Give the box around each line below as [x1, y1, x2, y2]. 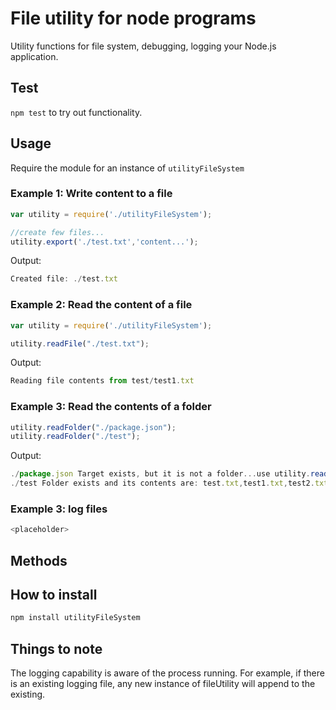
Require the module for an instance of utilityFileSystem [10, 162, 245, 174]
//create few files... [10, 227, 105, 237]
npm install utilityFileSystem [10, 613, 141, 623]
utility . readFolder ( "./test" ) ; [10, 432, 141, 442]
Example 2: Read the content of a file [10, 298, 193, 312]
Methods [10, 552, 68, 569]
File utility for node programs [10, 7, 257, 30]
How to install [10, 587, 98, 604]
